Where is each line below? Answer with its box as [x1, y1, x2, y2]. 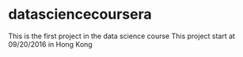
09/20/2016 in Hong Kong [8, 39, 93, 48]
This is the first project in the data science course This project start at [8, 31, 236, 41]
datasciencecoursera [8, 5, 152, 23]
